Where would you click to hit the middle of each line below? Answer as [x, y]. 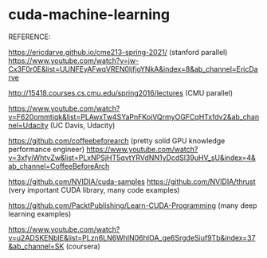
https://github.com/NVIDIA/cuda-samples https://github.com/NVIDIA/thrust [132, 182]
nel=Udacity [29, 125]
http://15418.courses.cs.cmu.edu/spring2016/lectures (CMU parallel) [121, 92]
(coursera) [83, 246]
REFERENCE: [29, 37]
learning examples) [40, 213]
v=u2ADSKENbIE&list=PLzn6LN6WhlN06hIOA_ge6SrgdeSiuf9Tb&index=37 [132, 237]
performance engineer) [47, 149]
